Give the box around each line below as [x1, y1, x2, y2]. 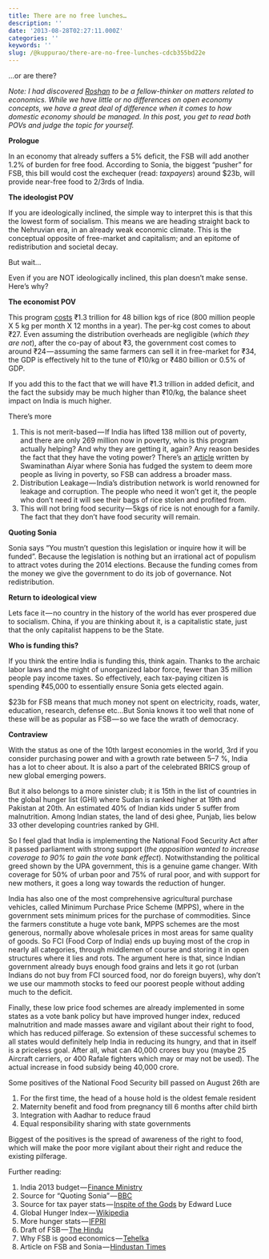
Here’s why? [8, 282, 49, 291]
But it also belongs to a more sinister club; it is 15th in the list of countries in [8, 786, 257, 796]
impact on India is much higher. [8, 396, 112, 405]
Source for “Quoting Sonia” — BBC [19, 1191, 133, 1201]
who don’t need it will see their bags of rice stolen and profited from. [19, 495, 247, 504]
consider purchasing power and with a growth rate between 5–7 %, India [8, 754, 248, 763]
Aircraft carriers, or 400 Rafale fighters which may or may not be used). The [8, 1054, 259, 1063]
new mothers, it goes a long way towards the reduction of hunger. [8, 878, 226, 888]
